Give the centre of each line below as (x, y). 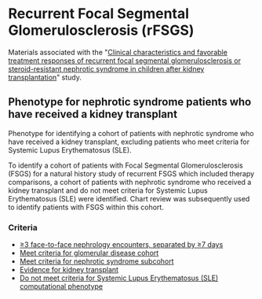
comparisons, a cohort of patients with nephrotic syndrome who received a (130, 182)
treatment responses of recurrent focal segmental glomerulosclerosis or (125, 61)
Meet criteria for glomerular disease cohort (89, 253)
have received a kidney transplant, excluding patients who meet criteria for (129, 142)
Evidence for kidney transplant (69, 270)
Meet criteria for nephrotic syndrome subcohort (96, 261)
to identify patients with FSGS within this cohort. (86, 207)
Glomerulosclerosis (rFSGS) (101, 30)
